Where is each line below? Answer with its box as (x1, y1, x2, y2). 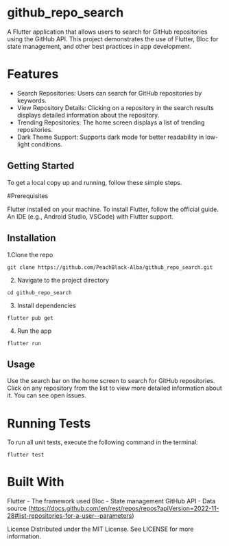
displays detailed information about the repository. (16, 111, 160, 119)
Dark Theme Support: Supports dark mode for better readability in (16, 133, 204, 141)
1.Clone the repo (7, 250, 53, 259)
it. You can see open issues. (7, 391, 87, 400)
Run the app (16, 327, 52, 335)
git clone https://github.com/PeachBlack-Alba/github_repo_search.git (7, 263, 213, 271)
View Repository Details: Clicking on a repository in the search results (16, 103, 214, 111)
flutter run (7, 340, 41, 347)
